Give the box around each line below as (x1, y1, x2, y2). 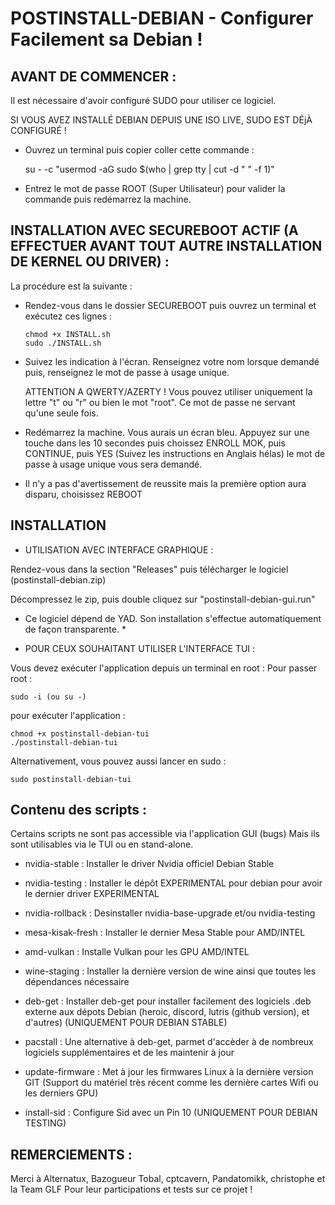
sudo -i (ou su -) (10, 692, 87, 702)
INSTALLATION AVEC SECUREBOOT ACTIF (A (10, 222, 299, 239)
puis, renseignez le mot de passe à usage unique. (24, 366, 230, 378)
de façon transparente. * (24, 623, 127, 635)
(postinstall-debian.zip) (10, 573, 107, 586)
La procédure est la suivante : (10, 280, 133, 292)
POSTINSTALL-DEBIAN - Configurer (10, 7, 314, 30)
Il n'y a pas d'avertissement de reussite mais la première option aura (24, 477, 307, 489)
